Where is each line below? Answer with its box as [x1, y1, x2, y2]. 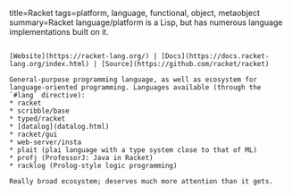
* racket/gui [9, 130, 58, 139]
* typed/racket [9, 114, 66, 123]
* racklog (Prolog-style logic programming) [9, 161, 178, 170]
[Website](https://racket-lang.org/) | [9, 52, 158, 61]
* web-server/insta [9, 138, 82, 147]
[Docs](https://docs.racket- [161, 52, 270, 61]
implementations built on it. [9, 27, 109, 37]
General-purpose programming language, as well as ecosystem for [9, 75, 257, 84]
